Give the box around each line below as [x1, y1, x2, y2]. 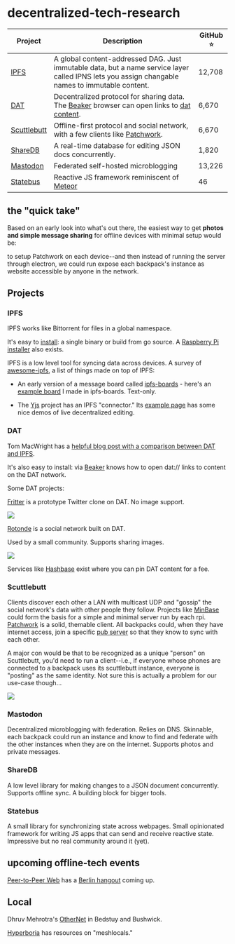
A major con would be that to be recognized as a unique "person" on [7, 649, 206, 657]
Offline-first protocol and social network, [53, 121, 189, 130]
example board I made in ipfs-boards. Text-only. [17, 387, 157, 396]
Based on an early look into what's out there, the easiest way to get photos [7, 223, 224, 232]
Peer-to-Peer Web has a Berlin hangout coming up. [7, 875, 155, 884]
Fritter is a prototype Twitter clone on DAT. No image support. [7, 497, 185, 506]
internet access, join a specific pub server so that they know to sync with [7, 628, 218, 636]
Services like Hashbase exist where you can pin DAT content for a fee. [7, 565, 210, 573]
